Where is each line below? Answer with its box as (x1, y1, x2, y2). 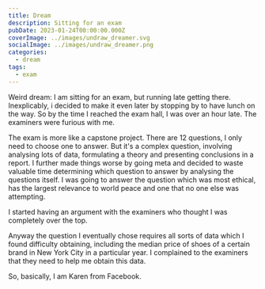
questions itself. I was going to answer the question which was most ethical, (8, 175, 256, 184)
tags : (8, 63, 26, 71)
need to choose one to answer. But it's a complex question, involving (8, 141, 233, 150)
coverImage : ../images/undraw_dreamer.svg (8, 33, 150, 42)
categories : (8, 48, 47, 56)
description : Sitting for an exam (8, 19, 123, 27)
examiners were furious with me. (8, 117, 115, 127)
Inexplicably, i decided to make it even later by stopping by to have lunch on (8, 101, 256, 110)
